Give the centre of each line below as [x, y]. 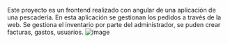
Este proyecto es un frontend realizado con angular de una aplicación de [112, 10]
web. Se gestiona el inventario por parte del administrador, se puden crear [114, 25]
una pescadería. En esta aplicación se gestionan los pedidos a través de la [114, 17]
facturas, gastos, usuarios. [45, 32]
